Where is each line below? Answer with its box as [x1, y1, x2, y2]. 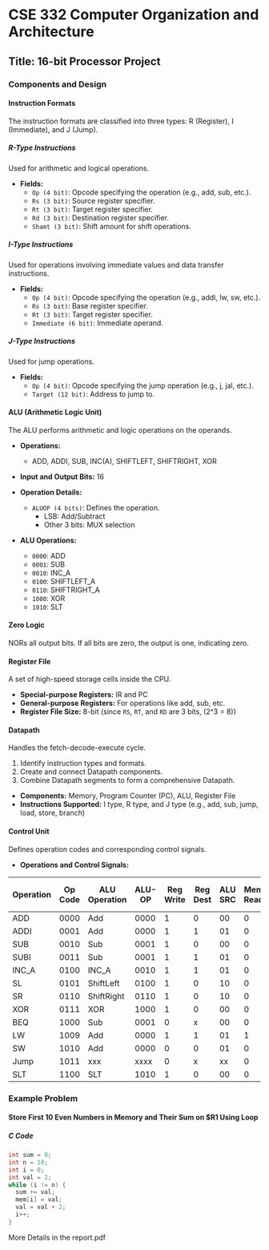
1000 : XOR [31, 593, 66, 603]
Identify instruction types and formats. [19, 759, 147, 768]
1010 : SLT [31, 602, 63, 611]
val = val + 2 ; [15, 1204, 66, 1212]
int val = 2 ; [8, 1173, 52, 1181]
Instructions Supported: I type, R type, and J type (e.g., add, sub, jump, [19, 800, 259, 809]
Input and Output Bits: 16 [19, 471, 104, 482]
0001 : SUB [31, 559, 66, 569]
